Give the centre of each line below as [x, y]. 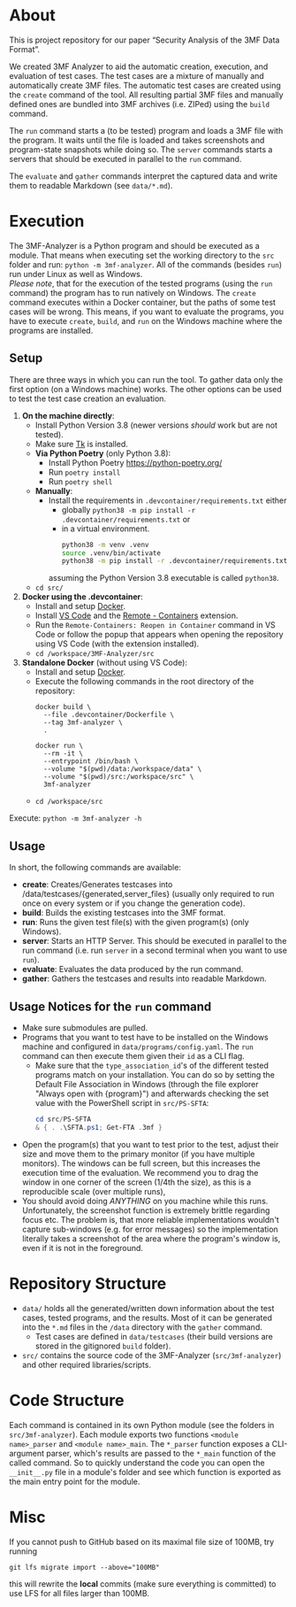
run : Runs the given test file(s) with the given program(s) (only [135, 923]
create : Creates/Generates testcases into [97, 885]
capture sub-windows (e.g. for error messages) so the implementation [150, 1229]
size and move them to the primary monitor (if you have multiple [138, 1154]
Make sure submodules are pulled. [85, 1027]
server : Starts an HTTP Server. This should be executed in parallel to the [154, 941]
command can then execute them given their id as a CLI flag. [133, 1055]
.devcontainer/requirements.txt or [126, 519]
